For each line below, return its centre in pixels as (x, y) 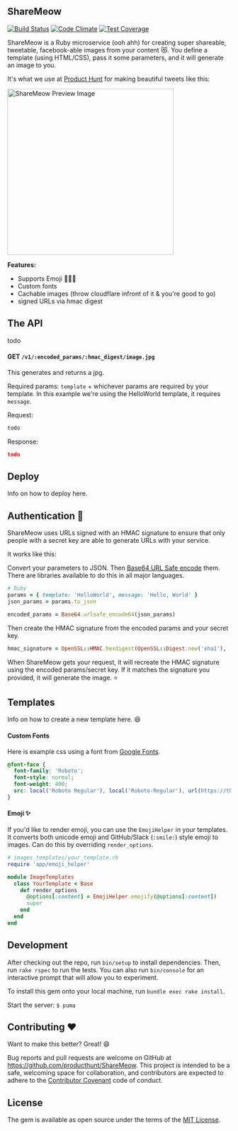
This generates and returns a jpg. (56, 372)
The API (25, 323)
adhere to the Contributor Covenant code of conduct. (85, 1081)
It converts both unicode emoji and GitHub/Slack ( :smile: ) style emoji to (113, 837)
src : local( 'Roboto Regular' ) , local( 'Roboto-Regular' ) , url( (107, 791)
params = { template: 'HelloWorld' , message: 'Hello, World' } (103, 595)
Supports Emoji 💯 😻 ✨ (47, 278)
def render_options (49, 890)
